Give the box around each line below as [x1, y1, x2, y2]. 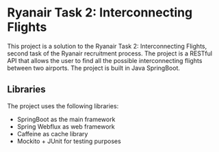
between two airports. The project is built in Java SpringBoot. [7, 64, 180, 72]
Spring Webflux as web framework [16, 122, 115, 131]
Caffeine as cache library [16, 129, 88, 138]
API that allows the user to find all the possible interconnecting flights [7, 56, 203, 64]
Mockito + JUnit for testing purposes [16, 137, 121, 145]
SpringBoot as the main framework [16, 115, 116, 123]
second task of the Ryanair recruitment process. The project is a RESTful [7, 49, 213, 58]
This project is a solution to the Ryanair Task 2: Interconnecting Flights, [7, 42, 207, 50]
